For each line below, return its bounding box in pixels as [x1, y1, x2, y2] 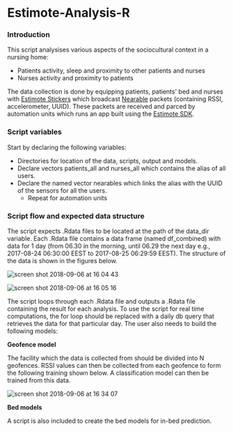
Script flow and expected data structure [7, 211, 145, 221]
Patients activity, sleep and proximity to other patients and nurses [17, 66, 205, 75]
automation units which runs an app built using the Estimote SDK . [7, 110, 195, 118]
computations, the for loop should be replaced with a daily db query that [7, 312, 214, 320]
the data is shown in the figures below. [7, 257, 118, 265]
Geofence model [7, 341, 56, 349]
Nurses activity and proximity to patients [17, 74, 134, 82]
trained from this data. [7, 376, 71, 385]
